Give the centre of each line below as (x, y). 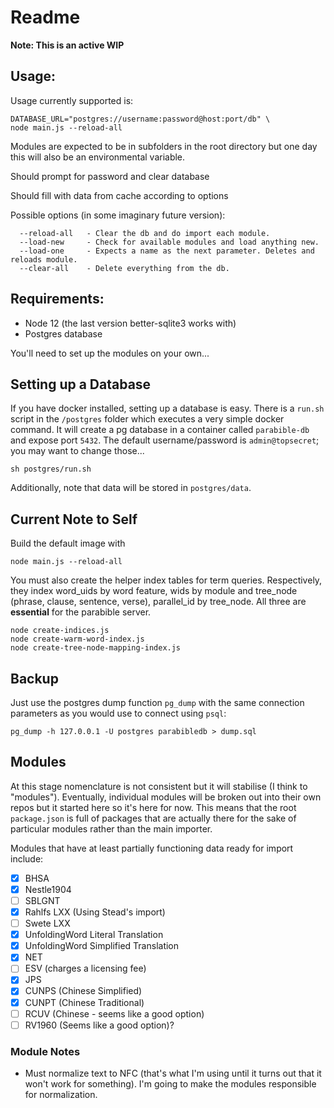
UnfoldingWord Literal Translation (94, 935)
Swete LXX (47, 923)
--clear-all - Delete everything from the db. (124, 268)
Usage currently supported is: (72, 100)
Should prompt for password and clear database (110, 176)
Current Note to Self (74, 519)
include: (27, 858)
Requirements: (57, 299)
